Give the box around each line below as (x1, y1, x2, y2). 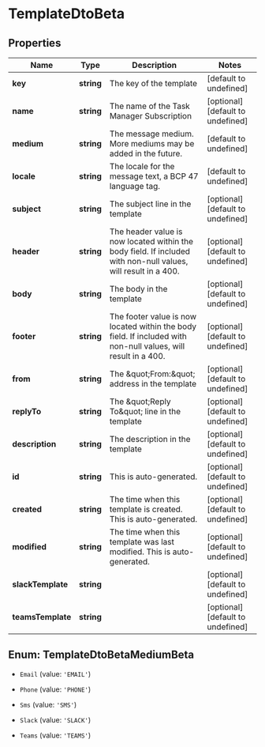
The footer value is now (109, 311, 197, 322)
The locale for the (109, 161, 175, 172)
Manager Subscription (109, 111, 192, 121)
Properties (8, 36, 62, 50)
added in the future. (109, 148, 183, 159)
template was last (109, 537, 175, 547)
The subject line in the (109, 198, 192, 209)
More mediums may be (109, 138, 195, 149)
